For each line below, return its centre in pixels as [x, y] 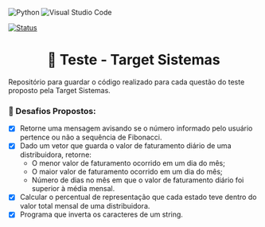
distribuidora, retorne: [55, 155]
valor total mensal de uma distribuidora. [85, 206]
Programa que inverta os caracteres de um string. [101, 214]
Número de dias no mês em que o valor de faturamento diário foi [138, 180]
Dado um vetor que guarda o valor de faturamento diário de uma [125, 146]
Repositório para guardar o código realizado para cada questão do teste [127, 82]
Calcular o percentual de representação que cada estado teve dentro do [138, 197]
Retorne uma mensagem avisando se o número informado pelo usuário [136, 128]
